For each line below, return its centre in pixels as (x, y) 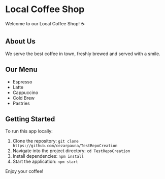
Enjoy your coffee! (24, 171)
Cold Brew (23, 98)
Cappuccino (25, 93)
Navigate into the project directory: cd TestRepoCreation (71, 151)
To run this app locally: (29, 131)
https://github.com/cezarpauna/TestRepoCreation (65, 146)
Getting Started (30, 119)
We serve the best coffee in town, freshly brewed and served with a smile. (83, 54)
